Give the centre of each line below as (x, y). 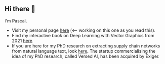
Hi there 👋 (20, 9)
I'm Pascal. (16, 21)
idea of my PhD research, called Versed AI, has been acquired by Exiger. (85, 56)
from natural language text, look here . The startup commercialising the (84, 51)
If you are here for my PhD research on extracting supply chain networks (86, 46)
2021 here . (23, 41)
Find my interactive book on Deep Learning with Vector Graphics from (83, 35)
